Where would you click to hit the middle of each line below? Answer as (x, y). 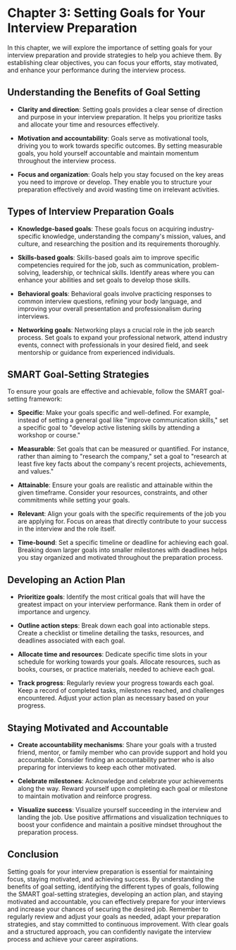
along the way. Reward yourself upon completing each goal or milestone (122, 788)
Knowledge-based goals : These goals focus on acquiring (102, 228)
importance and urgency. (54, 612)
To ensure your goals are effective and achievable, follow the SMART (107, 392)
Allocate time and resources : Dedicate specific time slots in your (112, 655)
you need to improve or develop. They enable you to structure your (115, 182)
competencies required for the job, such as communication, (104, 265)
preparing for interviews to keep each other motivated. (97, 767)
